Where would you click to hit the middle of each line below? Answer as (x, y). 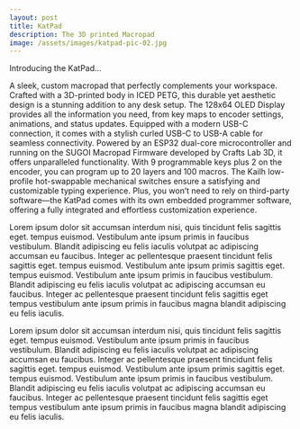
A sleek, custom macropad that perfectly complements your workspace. (143, 85)
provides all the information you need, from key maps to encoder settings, (146, 114)
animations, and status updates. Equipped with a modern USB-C (129, 124)
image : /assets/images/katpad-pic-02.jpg (88, 43)
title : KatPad (36, 26)
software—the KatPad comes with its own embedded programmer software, (151, 201)
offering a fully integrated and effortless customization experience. (133, 210)
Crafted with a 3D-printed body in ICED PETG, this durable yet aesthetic (143, 95)
